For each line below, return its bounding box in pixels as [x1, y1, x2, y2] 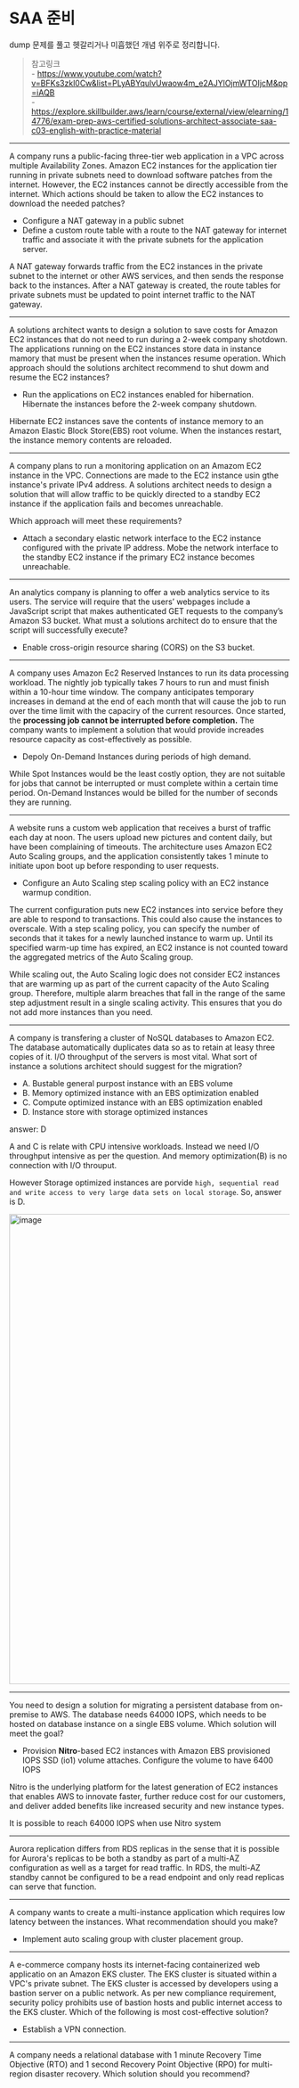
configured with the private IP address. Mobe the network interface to [21, 542, 279, 553]
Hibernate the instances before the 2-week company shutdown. [21, 398, 257, 409]
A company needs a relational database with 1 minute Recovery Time [9, 2049, 263, 2059]
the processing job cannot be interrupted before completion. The [9, 715, 255, 725]
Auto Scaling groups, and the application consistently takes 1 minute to [9, 850, 269, 861]
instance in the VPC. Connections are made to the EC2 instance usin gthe [9, 470, 279, 480]
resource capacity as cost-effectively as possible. [9, 733, 192, 744]
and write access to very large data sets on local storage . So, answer [9, 1186, 282, 1197]
